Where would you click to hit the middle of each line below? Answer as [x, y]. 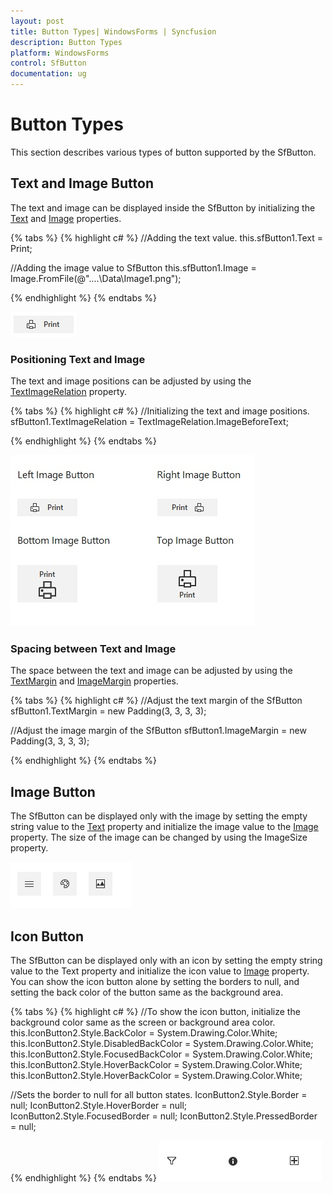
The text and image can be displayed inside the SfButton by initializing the [163, 207]
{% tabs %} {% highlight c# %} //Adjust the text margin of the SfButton [156, 701]
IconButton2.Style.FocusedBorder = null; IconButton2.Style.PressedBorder [164, 1116]
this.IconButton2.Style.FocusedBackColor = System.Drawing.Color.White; [161, 1054]
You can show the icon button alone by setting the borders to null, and [155, 981]
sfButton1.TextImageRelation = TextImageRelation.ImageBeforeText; [149, 422]
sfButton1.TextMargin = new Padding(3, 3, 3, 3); [108, 711]
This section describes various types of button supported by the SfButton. [163, 152]
